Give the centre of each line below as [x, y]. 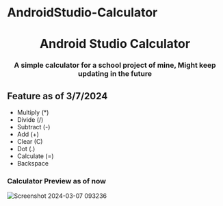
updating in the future [115, 74]
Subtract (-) [34, 127]
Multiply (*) [33, 113]
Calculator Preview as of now [56, 181]
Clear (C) [30, 142]
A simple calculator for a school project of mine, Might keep [115, 65]
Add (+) [28, 134]
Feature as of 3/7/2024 [57, 96]
